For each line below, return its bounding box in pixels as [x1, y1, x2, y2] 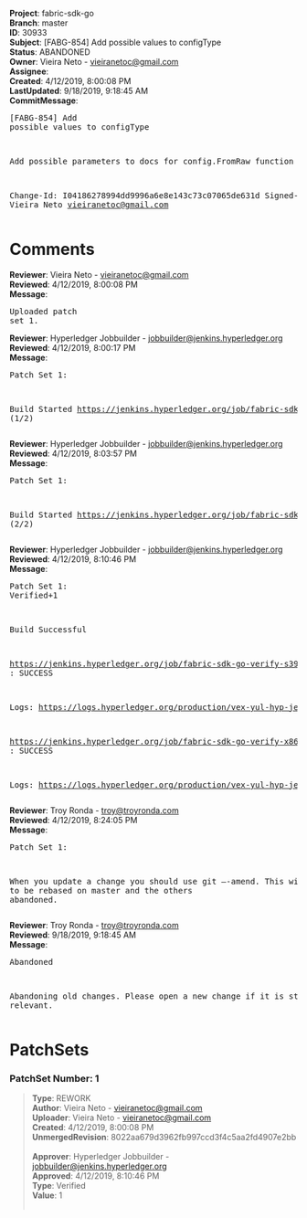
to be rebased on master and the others [9, 885, 194, 895]
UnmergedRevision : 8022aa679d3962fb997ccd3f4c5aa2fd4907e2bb [31, 1132, 297, 1143]
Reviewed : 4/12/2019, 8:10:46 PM [9, 553, 137, 565]
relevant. [9, 1000, 53, 1011]
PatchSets [9, 1040, 90, 1061]
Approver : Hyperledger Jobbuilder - [31, 1151, 170, 1162]
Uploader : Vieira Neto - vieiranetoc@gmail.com [31, 1112, 212, 1123]
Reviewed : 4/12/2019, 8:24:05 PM [9, 814, 138, 825]
